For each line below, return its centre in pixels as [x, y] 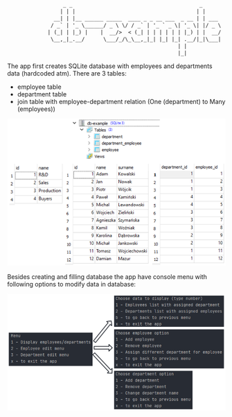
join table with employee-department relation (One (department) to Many [121, 102]
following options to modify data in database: [72, 284]
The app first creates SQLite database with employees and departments [110, 66]
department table [42, 94]
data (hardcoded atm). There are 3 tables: [67, 73]
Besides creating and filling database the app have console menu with [107, 277]
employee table [39, 87]
